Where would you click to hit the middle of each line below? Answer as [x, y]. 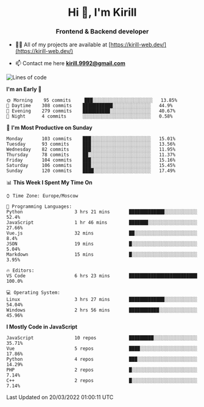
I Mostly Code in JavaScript [42, 327]
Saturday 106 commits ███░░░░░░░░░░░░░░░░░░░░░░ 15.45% [91, 166]
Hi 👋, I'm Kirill [102, 12]
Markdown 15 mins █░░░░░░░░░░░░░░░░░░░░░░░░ [102, 255]
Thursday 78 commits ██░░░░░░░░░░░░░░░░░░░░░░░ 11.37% [91, 155]
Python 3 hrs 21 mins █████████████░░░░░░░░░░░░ [102, 212]
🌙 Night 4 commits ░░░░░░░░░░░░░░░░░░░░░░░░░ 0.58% [90, 116]
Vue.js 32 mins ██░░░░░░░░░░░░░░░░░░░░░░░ [102, 233]
